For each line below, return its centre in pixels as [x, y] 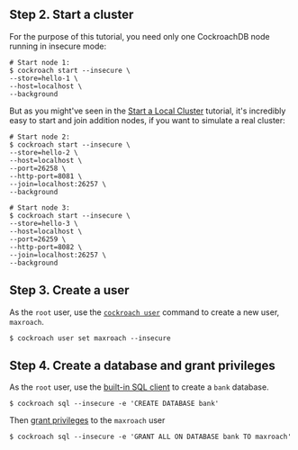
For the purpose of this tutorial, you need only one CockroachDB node [140, 36]
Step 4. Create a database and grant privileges [143, 366]
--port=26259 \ [38, 239]
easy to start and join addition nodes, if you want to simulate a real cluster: [147, 120]
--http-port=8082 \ [46, 247]
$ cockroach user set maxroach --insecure [90, 338]
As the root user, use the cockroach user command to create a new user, [144, 312]
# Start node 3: [40, 207]
